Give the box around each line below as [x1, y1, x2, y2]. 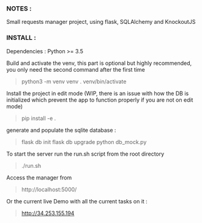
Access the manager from [6, 173, 72, 181]
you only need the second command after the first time [6, 66, 145, 73]
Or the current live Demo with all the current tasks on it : [6, 197, 148, 205]
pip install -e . [21, 115, 56, 122]
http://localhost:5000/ [21, 186, 77, 193]
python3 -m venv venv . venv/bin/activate [21, 78, 127, 85]
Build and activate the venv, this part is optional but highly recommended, [6, 59, 192, 67]
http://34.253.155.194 [21, 210, 75, 217]
